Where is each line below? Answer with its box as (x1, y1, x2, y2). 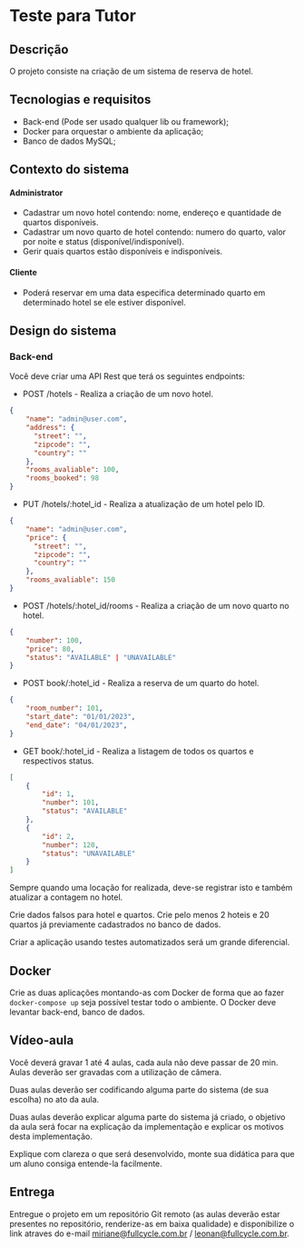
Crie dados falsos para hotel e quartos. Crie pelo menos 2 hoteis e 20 (9, 910, 270, 921)
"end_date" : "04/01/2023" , (25, 720, 128, 730)
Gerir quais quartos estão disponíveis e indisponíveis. (22, 246, 223, 257)
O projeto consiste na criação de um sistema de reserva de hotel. (9, 65, 254, 76)
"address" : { (25, 424, 75, 433)
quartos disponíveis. (22, 217, 99, 228)
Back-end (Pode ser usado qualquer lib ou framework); (22, 115, 230, 127)
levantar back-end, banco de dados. (9, 1006, 145, 1017)
